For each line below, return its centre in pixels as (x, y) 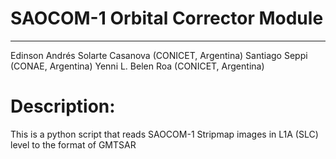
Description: (63, 106)
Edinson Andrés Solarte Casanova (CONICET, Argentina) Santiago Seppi (159, 55)
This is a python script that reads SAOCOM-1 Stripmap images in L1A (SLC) (164, 134)
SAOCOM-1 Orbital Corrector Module (167, 18)
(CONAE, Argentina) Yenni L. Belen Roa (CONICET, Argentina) (137, 66)
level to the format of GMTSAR (73, 144)
